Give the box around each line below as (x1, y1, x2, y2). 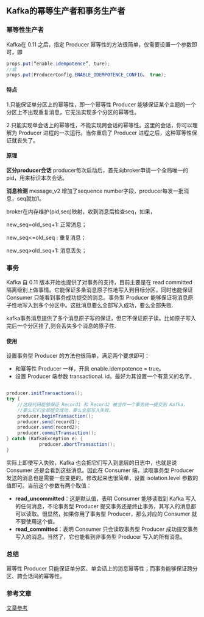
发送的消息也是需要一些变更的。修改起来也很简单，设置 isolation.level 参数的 (6, 474, 199, 481)
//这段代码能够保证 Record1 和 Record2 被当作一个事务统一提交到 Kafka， (17, 401, 188, 408)
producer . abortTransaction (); (38, 442, 116, 448)
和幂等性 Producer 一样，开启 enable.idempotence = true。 (15, 365, 164, 372)
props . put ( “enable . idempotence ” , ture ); (6, 61, 111, 67)
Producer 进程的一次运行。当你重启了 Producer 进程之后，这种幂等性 (18, 129, 192, 136)
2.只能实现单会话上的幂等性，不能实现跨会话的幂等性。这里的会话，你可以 (6, 121, 193, 128)
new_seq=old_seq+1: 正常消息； (6, 221, 87, 228)
